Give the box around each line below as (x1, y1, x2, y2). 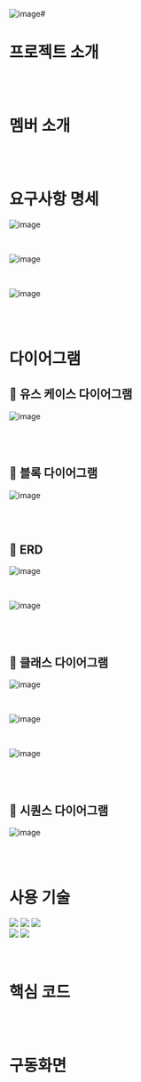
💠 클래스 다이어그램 (9, 655, 109, 670)
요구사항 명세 (9, 190, 99, 209)
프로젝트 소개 (9, 43, 99, 62)
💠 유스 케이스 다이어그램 (9, 387, 133, 402)
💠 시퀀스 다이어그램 (9, 803, 109, 818)
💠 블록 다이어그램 (9, 465, 98, 480)
